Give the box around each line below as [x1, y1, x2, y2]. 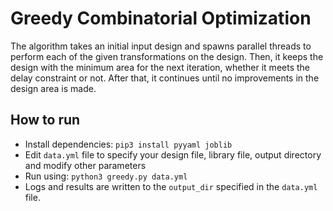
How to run [10, 112, 81, 129]
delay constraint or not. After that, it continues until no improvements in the [10, 72, 320, 84]
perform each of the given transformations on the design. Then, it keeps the [10, 50, 324, 62]
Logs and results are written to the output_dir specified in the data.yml [24, 180, 318, 192]
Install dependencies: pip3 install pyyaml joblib [24, 138, 233, 150]
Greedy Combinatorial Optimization [10, 7, 312, 30]
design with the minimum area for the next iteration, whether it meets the [10, 61, 311, 73]
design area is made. [10, 82, 97, 94]
